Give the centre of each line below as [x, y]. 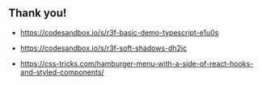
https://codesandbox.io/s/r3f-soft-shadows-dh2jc [104, 48]
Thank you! [38, 13]
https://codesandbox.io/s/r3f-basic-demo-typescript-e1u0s [119, 32]
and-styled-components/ [62, 72]
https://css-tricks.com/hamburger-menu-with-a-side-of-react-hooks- [137, 63]
